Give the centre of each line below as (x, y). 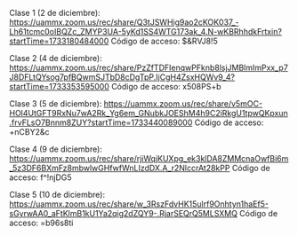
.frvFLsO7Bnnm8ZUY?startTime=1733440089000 (101, 122)
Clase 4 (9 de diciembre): (56, 149)
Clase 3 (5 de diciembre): (56, 104)
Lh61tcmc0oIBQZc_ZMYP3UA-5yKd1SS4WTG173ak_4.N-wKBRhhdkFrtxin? (146, 31)
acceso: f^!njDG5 (41, 177)
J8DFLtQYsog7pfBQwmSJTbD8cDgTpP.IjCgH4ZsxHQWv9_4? (122, 77)
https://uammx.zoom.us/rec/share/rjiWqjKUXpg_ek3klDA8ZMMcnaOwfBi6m (149, 158)
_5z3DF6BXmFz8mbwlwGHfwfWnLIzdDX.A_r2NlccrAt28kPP (120, 168)
